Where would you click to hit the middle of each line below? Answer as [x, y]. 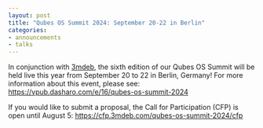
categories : [27, 30]
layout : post [29, 15]
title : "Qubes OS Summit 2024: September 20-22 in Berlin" [107, 23]
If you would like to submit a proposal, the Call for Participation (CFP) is [123, 108]
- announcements [35, 37]
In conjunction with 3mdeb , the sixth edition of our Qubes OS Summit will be [131, 67]
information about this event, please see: [74, 84]
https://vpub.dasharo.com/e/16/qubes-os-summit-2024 [98, 92]
